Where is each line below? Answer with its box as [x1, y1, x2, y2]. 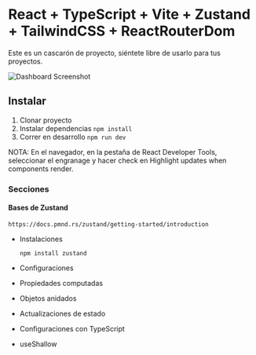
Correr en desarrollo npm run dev [19, 132, 126, 141]
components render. [8, 163, 74, 174]
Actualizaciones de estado [19, 309, 106, 318]
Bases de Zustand [8, 203, 68, 213]
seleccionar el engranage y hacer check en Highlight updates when [8, 156, 227, 165]
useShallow [19, 339, 57, 349]
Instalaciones [19, 234, 63, 243]
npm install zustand [19, 249, 87, 257]
